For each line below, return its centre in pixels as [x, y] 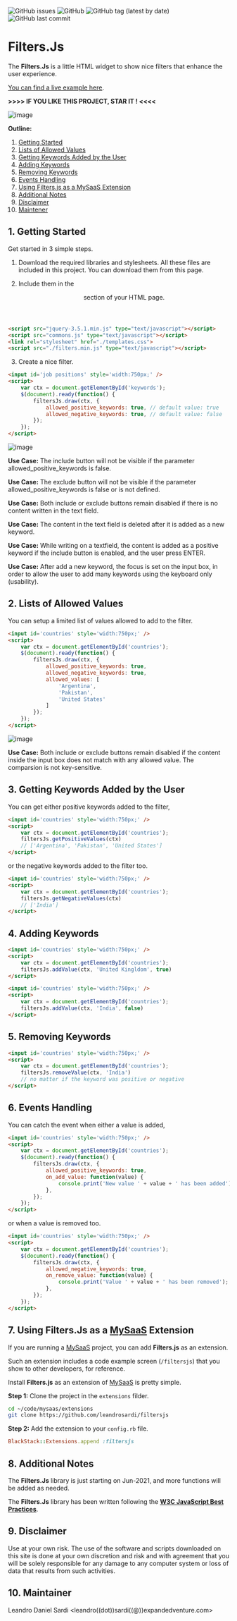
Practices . [23, 1509]
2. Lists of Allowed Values [66, 604]
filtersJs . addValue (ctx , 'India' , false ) [82, 1008]
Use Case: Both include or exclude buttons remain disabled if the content [114, 752]
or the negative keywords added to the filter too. [78, 866]
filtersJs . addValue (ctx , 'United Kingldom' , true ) [96, 969]
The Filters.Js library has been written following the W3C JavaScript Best [116, 1501]
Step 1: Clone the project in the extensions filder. [78, 1395]
